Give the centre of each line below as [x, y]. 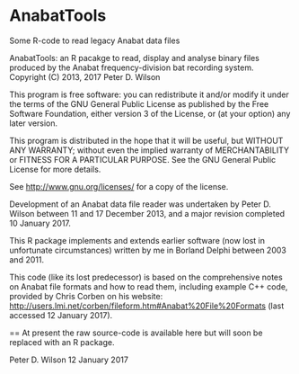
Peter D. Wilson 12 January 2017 [69, 360]
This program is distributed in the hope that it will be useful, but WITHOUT [146, 140]
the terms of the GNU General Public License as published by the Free [139, 103]
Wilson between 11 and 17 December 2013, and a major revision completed [147, 213]
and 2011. [27, 259]
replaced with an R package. [62, 342]
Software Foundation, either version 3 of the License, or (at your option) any [150, 113]
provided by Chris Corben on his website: [86, 296]
